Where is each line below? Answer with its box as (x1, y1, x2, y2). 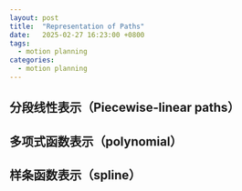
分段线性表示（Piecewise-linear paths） (9, 100, 240, 116)
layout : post (9, 13, 59, 23)
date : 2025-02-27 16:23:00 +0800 (9, 30, 145, 39)
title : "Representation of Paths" (9, 22, 145, 31)
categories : (9, 55, 55, 65)
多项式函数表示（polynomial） (9, 134, 183, 149)
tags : (9, 38, 30, 48)
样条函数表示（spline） (9, 167, 142, 183)
